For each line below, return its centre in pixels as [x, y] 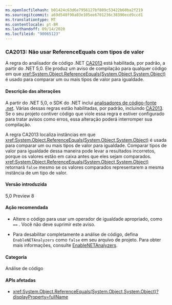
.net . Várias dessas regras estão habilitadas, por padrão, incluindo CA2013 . [84, 108]
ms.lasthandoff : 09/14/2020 [35, 29]
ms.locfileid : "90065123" [33, 34]
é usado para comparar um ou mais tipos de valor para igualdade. [75, 80]
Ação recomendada [27, 207]
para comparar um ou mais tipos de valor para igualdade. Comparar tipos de [86, 145]
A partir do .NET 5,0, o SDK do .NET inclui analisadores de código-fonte [81, 103]
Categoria [16, 257]
